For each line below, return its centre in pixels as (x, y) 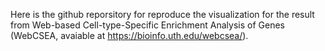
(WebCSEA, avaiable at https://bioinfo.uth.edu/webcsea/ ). (129, 35)
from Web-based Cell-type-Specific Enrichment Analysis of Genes (147, 25)
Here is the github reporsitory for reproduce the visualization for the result (162, 14)
